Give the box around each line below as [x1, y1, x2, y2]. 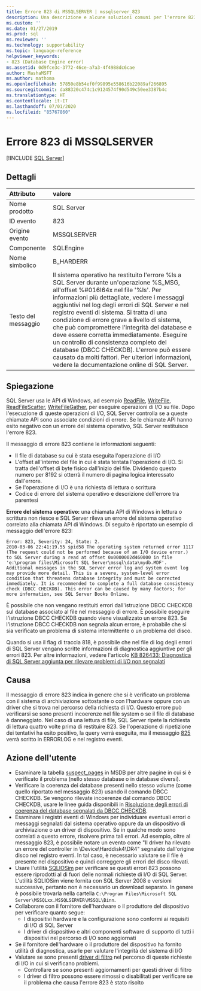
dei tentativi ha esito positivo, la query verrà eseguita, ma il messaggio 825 [6, 729, 191, 737]
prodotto [9, 207, 34, 216]
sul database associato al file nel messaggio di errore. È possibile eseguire [6, 608, 190, 615]
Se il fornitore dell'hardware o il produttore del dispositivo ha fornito [14, 941, 182, 948]
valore [53, 190, 72, 198]
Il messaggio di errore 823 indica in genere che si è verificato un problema [6, 691, 190, 698]
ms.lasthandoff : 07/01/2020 [6, 103, 77, 110]
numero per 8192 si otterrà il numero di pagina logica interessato [14, 471, 175, 478]
